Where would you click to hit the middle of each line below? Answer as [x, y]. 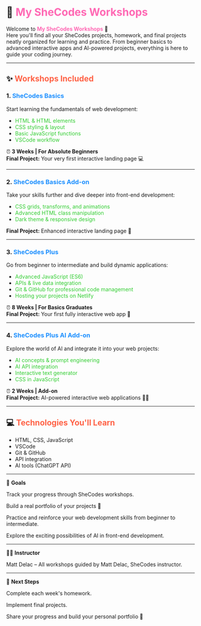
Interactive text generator [46, 373]
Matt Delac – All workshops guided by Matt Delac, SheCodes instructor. [94, 565]
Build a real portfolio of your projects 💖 [54, 506]
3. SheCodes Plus [32, 252]
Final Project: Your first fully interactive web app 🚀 [68, 314]
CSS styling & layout [40, 127]
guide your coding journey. [39, 54]
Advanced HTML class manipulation [60, 213]
